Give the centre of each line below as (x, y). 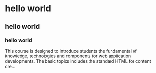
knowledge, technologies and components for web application (68, 56)
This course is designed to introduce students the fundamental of (71, 51)
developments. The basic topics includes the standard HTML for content (78, 61)
